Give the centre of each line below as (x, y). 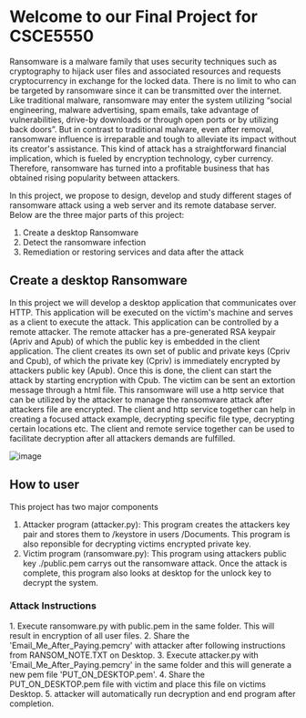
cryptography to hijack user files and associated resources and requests (145, 71)
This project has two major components (84, 506)
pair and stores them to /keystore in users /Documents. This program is (156, 534)
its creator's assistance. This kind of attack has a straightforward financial (148, 149)
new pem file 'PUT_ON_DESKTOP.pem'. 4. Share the (107, 674)
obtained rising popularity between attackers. (95, 177)
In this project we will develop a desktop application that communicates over (153, 302)
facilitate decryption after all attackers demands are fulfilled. (122, 438)
